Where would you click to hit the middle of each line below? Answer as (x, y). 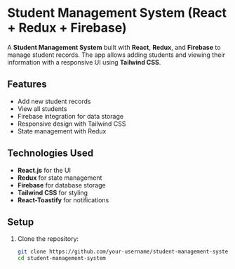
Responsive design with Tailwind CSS (72, 124)
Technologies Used (50, 153)
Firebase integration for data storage (70, 116)
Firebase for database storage (62, 185)
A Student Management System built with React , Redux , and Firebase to (114, 47)
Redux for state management (60, 178)
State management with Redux (62, 131)
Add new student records (54, 101)
